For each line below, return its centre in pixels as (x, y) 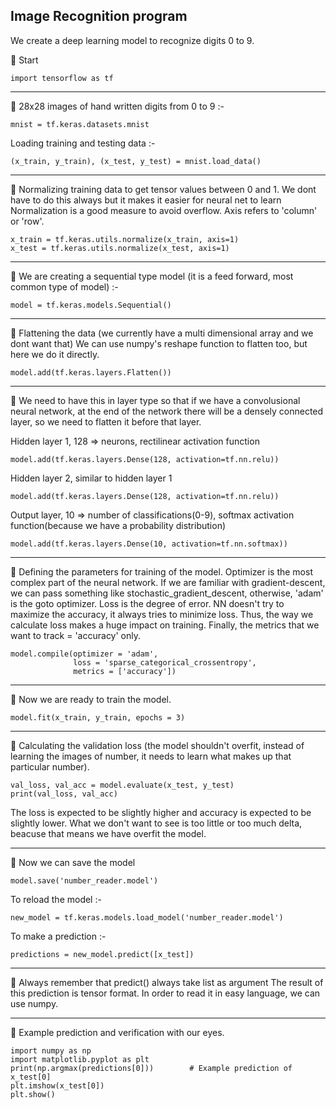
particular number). (50, 766)
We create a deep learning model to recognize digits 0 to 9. (132, 40)
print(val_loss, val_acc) (64, 794)
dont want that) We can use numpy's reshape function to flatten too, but (159, 343)
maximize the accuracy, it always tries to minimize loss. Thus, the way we (162, 614)
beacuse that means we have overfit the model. (108, 833)
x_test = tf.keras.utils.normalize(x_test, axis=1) (120, 248)
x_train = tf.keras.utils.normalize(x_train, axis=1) (125, 239)
